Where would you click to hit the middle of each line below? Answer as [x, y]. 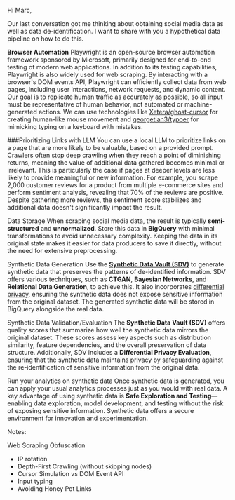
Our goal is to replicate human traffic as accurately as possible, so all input [115, 97]
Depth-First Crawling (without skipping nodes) [85, 466]
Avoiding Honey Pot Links [54, 489]
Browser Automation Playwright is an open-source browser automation [111, 52]
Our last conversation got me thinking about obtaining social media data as [115, 23]
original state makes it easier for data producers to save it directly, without [114, 243]
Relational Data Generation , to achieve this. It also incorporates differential [116, 286]
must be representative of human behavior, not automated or [95, 104]
